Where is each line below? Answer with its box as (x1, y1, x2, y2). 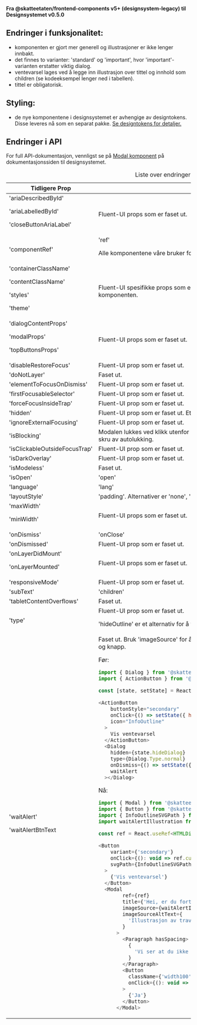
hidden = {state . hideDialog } (110, 749, 186, 756)
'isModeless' (9, 464, 45, 472)
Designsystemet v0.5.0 (6, 11, 64, 18)
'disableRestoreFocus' (9, 361, 70, 369)
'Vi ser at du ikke (134, 948, 189, 955)
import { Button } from (98, 806, 165, 813)
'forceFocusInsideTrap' (9, 399, 73, 408)
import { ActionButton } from (98, 676, 183, 682)
